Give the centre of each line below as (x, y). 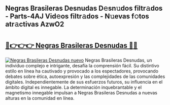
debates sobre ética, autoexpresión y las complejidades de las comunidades (85, 76)
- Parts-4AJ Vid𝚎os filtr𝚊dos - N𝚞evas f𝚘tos (77, 17)
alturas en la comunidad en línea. (40, 98)
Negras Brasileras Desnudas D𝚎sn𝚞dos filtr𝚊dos (84, 8)
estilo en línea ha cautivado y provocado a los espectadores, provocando (82, 71)
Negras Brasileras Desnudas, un (118, 60)
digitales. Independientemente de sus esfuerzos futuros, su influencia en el (84, 82)
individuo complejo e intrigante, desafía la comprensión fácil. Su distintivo (82, 65)
